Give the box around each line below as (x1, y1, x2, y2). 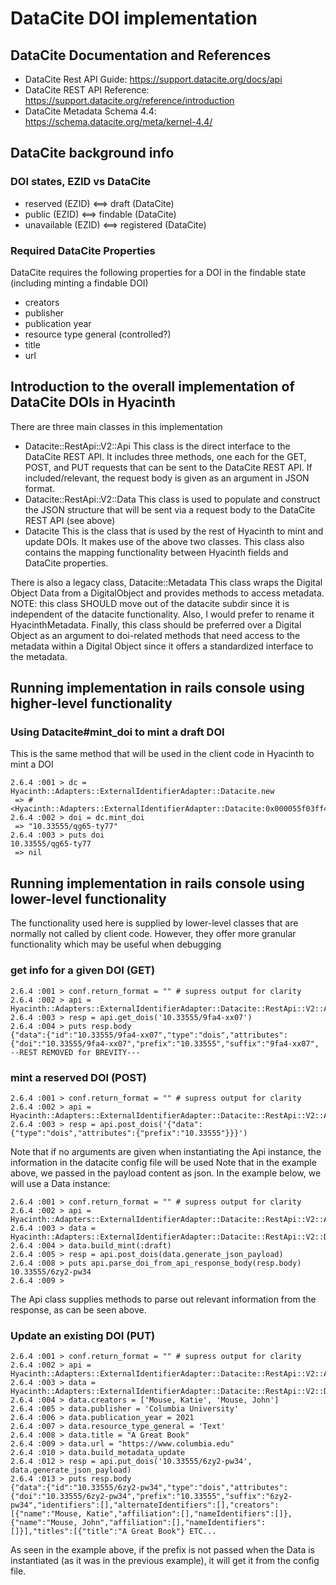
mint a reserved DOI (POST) (10, 1070, 147, 1084)
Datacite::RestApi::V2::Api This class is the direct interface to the (24, 440, 291, 452)
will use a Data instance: (10, 1177, 111, 1189)
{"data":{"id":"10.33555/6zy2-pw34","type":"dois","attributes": (10, 1483, 288, 1493)
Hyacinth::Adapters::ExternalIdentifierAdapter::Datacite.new (10, 787, 275, 797)
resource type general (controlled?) (24, 328, 172, 340)
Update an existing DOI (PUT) (10, 1328, 156, 1342)
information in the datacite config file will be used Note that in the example (10, 1156, 317, 1168)
